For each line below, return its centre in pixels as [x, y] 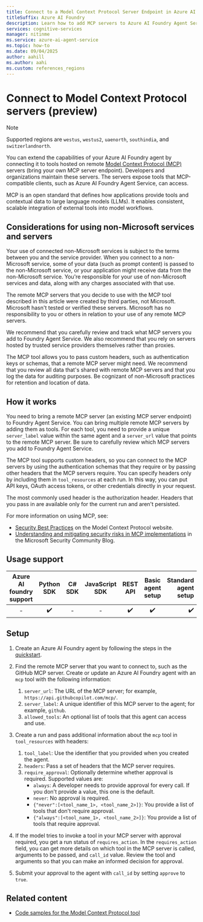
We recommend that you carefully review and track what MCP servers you [99, 332]
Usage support [35, 560]
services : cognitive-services [44, 29]
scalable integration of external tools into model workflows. [80, 208]
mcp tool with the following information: [63, 679]
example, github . [45, 710]
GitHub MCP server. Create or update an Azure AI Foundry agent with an [105, 673]
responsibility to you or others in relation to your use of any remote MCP [96, 314]
